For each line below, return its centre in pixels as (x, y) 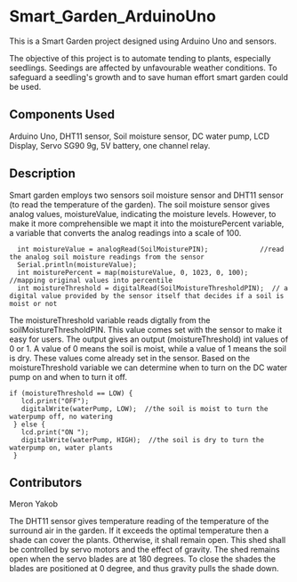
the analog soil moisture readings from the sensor (107, 257)
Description (42, 174)
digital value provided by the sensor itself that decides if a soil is (147, 295)
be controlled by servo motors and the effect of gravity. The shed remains (144, 550)
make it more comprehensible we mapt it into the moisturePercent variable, (147, 223)
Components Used (62, 114)
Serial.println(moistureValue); (77, 264)
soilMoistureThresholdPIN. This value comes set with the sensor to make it (146, 329)
